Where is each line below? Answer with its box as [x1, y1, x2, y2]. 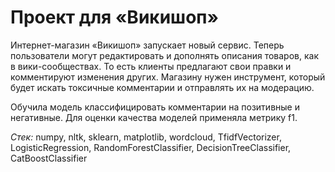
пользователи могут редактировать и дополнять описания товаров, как [10, 49, 319, 61]
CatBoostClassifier [10, 152, 88, 164]
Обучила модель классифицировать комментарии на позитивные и [10, 101, 300, 113]
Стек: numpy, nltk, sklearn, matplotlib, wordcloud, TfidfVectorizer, [10, 131, 282, 143]
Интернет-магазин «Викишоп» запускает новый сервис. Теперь [10, 39, 285, 51]
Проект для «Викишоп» [10, 6, 219, 29]
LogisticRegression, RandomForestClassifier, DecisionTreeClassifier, [10, 141, 292, 153]
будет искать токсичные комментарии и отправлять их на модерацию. [10, 81, 315, 93]
